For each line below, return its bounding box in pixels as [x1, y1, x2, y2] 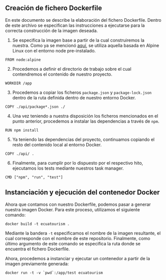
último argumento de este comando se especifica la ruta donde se [5, 240, 141, 246]
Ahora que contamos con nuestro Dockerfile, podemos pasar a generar [5, 201, 151, 207]
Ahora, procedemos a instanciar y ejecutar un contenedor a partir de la [5, 255, 150, 261]
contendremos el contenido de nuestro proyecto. [12, 71, 112, 77]
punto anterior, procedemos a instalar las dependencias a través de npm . [12, 118, 160, 124]
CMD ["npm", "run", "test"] [5, 175, 63, 180]
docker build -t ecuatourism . [5, 221, 70, 227]
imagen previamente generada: [5, 261, 69, 267]
